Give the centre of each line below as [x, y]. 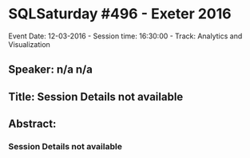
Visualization [29, 44]
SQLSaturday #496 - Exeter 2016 [120, 14]
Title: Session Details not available [96, 97]
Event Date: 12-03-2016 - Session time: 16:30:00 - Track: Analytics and [125, 36]
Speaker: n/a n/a [51, 70]
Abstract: [32, 124]
